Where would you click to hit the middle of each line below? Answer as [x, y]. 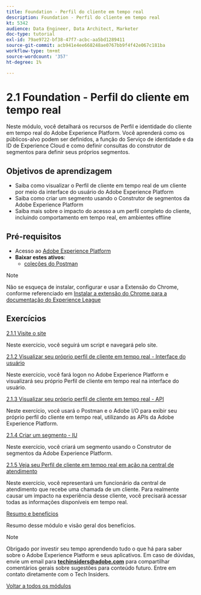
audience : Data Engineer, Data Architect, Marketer [72, 29]
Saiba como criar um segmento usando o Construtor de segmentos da [102, 199]
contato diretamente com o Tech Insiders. [58, 574]
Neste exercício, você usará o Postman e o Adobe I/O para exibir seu [92, 410]
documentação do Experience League [54, 300]
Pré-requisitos [34, 236]
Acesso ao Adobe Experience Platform [63, 251]
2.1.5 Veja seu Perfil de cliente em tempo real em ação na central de [90, 464]
